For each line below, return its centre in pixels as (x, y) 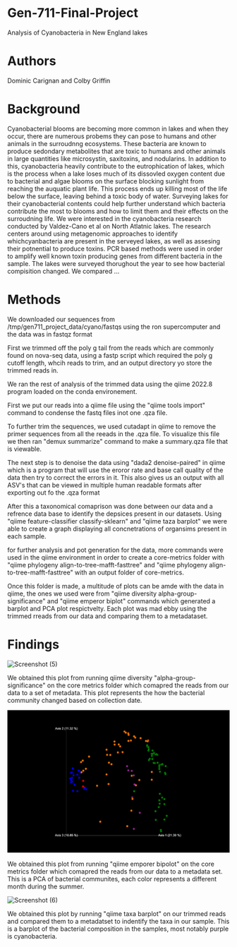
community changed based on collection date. (75, 700)
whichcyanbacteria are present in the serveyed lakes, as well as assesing (114, 241)
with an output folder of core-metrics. (129, 572)
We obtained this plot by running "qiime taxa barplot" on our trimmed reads (117, 913)
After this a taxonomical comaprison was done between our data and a (110, 506)
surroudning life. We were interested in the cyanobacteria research (104, 218)
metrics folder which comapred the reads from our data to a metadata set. (115, 871)
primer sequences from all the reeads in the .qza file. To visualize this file (114, 434)
